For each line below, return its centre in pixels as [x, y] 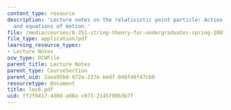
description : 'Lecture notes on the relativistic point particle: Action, [117, 20]
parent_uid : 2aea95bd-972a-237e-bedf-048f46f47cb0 [81, 77]
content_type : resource [41, 13]
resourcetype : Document [41, 83]
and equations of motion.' [52, 26]
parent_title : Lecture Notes [49, 64]
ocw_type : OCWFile [33, 58]
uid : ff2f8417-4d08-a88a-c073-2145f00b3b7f [70, 96]
